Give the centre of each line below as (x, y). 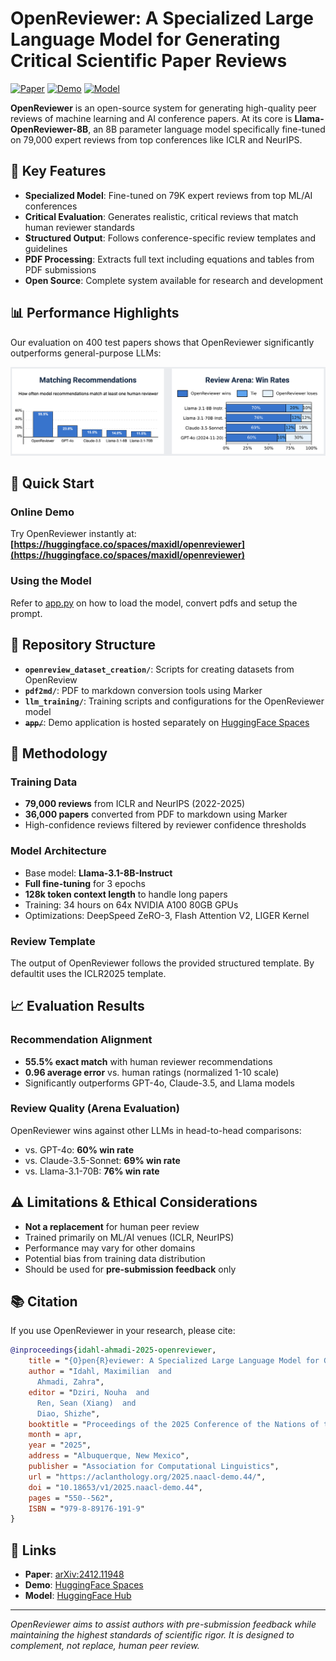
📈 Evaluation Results (77, 1006)
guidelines (46, 248)
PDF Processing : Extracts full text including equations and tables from (169, 259)
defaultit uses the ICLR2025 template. (88, 973)
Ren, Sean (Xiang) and (86, 1403)
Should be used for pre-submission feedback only (130, 1269)
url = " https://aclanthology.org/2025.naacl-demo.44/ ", (147, 1477)
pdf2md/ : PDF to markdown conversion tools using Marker (143, 690)
